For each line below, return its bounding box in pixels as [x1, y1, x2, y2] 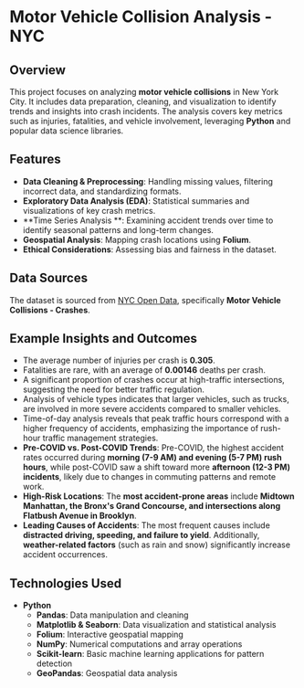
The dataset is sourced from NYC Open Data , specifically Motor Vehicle [9, 294, 281, 305]
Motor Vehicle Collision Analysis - [9, 6, 272, 27]
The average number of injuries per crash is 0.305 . [22, 355, 216, 366]
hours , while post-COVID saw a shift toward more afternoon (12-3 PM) [22, 461, 290, 472]
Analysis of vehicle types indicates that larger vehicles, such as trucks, [22, 394, 289, 405]
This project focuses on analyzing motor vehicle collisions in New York [9, 87, 279, 97]
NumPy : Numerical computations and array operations [36, 639, 243, 650]
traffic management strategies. [42, 432, 159, 444]
